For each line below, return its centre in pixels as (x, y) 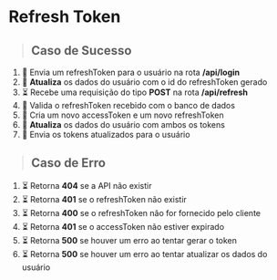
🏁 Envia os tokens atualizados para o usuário (106, 135)
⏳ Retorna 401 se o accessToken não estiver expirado (123, 226)
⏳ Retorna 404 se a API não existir (87, 185)
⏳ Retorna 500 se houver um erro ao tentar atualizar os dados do (144, 254)
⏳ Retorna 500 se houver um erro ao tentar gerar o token (129, 240)
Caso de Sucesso (81, 51)
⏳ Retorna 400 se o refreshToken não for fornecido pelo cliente (141, 213)
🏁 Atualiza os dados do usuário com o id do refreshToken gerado (144, 82)
